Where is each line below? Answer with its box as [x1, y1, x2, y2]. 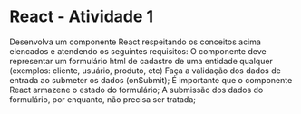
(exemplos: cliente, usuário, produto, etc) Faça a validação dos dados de [9, 65, 281, 76]
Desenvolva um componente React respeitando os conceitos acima [9, 36, 261, 47]
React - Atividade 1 [9, 6, 154, 27]
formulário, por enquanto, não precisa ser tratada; [9, 93, 197, 105]
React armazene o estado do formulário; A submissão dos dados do [9, 84, 264, 95]
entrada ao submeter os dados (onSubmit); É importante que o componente [9, 74, 293, 85]
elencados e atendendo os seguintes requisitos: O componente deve [9, 45, 267, 56]
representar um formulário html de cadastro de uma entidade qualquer [9, 55, 274, 66]
